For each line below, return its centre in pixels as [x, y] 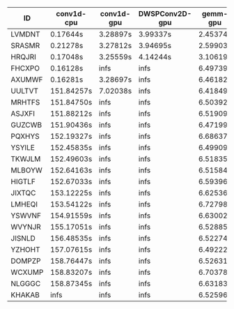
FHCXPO [25, 68]
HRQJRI [24, 57]
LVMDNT [25, 34]
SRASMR [25, 46]
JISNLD [23, 238]
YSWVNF [26, 216]
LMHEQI [24, 204]
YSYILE [23, 148]
